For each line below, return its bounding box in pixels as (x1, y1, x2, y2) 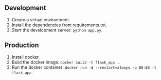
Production (4, 41, 39, 49)
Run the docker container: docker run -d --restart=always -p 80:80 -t (11, 64, 157, 70)
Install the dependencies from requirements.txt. (11, 22, 107, 28)
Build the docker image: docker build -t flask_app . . (11, 59, 121, 65)
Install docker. (11, 54, 40, 60)
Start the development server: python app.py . (11, 27, 103, 33)
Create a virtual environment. (11, 16, 70, 22)
